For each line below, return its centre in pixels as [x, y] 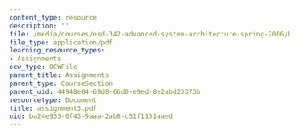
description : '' [39, 26]
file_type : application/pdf [61, 42]
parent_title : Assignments [59, 75]
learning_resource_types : [57, 51]
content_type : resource [53, 17]
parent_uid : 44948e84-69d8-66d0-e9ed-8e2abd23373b [105, 91]
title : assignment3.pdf [53, 108]
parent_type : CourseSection [61, 83]
